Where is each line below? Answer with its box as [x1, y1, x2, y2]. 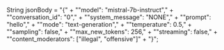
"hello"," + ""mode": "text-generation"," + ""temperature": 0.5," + [6, 21, 192, 28]
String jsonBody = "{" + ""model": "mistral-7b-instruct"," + [6, 6, 174, 14]
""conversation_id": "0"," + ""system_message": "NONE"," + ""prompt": [6, 13, 211, 21]
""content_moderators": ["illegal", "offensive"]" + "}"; [6, 35, 159, 43]
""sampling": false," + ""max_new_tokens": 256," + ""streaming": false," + [6, 27, 218, 36]
